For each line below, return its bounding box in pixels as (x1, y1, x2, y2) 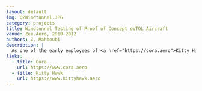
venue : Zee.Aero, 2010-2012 (6, 31, 77, 37)
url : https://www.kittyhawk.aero (17, 75, 101, 81)
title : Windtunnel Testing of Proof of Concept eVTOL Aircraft (6, 25, 168, 32)
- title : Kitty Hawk (11, 70, 63, 76)
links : (6, 53, 23, 59)
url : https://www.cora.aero (17, 64, 87, 71)
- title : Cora (11, 59, 47, 65)
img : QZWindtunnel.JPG (6, 14, 63, 20)
